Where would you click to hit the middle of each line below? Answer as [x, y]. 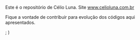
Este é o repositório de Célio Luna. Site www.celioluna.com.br [70, 7]
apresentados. [20, 23]
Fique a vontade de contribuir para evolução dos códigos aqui [70, 17]
